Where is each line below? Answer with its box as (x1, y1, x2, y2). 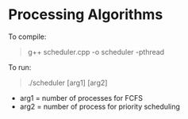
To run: (8, 62, 32, 72)
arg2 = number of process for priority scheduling (19, 102, 181, 111)
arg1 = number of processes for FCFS (19, 93, 143, 102)
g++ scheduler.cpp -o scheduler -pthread (27, 47, 165, 56)
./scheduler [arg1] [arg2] (27, 78, 108, 87)
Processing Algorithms (8, 6, 163, 24)
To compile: (8, 32, 47, 41)
